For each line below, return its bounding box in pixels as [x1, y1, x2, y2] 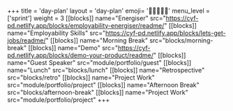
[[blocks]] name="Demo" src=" [27, 44, 119, 52]
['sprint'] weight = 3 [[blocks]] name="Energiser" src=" [7, 14, 166, 22]
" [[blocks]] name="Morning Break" [45, 36, 149, 45]
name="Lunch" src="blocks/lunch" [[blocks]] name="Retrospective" [7, 66, 205, 74]
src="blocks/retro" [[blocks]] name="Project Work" [7, 73, 155, 82]
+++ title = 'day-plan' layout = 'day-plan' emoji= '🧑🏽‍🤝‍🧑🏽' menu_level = [7, 7, 211, 15]
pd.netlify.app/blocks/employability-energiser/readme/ [7, 22, 165, 29]
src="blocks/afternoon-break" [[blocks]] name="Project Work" [7, 88, 188, 96]
